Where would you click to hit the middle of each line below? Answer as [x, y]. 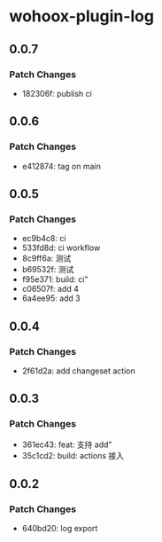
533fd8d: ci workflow [61, 248]
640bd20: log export [60, 529]
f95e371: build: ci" [55, 279]
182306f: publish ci [57, 93]
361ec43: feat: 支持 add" [67, 444]
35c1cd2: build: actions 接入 [73, 455]
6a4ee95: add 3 [51, 298]
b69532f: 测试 [48, 270]
